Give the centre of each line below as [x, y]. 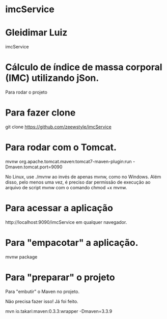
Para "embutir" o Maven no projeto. [43, 292]
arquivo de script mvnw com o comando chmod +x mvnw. [66, 187]
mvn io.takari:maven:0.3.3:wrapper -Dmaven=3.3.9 [59, 311]
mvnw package [21, 257]
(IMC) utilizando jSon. [52, 78]
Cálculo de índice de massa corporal [84, 67]
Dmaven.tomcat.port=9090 [34, 167]
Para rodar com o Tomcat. [61, 147]
